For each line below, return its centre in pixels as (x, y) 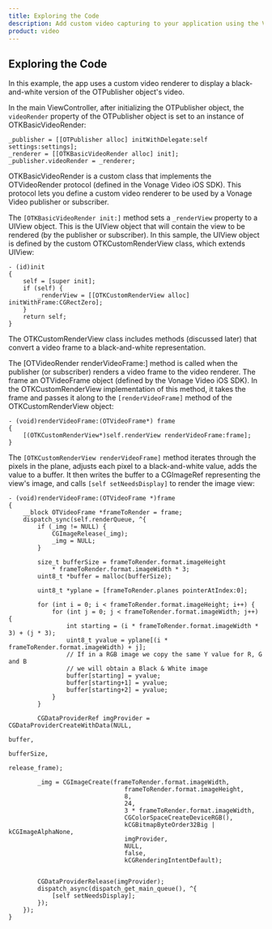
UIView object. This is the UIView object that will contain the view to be (127, 226)
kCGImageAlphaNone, (41, 832)
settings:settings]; (43, 147)
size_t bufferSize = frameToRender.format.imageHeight (132, 562)
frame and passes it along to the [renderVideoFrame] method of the (120, 398)
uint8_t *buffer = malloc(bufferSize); (105, 577)
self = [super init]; (59, 282)
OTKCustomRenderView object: (61, 406)
